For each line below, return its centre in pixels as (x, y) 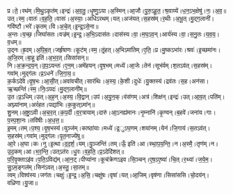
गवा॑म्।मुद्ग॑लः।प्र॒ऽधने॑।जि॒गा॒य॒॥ (41, 73)
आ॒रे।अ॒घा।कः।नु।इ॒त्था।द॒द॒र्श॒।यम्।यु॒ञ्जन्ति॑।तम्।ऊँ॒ (67, 144)
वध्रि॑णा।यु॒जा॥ (23, 183)
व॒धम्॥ (14, 42)
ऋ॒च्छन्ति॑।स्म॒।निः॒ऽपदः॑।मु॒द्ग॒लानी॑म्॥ (47, 89)
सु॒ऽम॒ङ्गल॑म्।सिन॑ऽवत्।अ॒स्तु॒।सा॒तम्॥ (48, 167)
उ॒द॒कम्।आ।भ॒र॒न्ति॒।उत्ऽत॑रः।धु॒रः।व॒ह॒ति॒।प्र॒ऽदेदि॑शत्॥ (66, 152)
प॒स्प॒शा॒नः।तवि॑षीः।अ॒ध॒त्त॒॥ (35, 120)
